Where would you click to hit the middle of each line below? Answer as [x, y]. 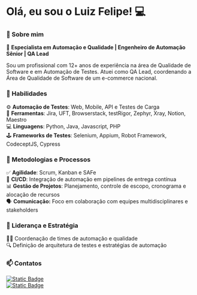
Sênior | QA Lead [28, 54]
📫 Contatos [24, 263]
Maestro [16, 119]
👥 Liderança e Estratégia [43, 225]
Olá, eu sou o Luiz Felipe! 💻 [76, 12]
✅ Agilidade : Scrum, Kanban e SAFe [51, 173]
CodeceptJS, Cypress [34, 144]
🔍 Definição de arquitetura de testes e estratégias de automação [87, 245]
